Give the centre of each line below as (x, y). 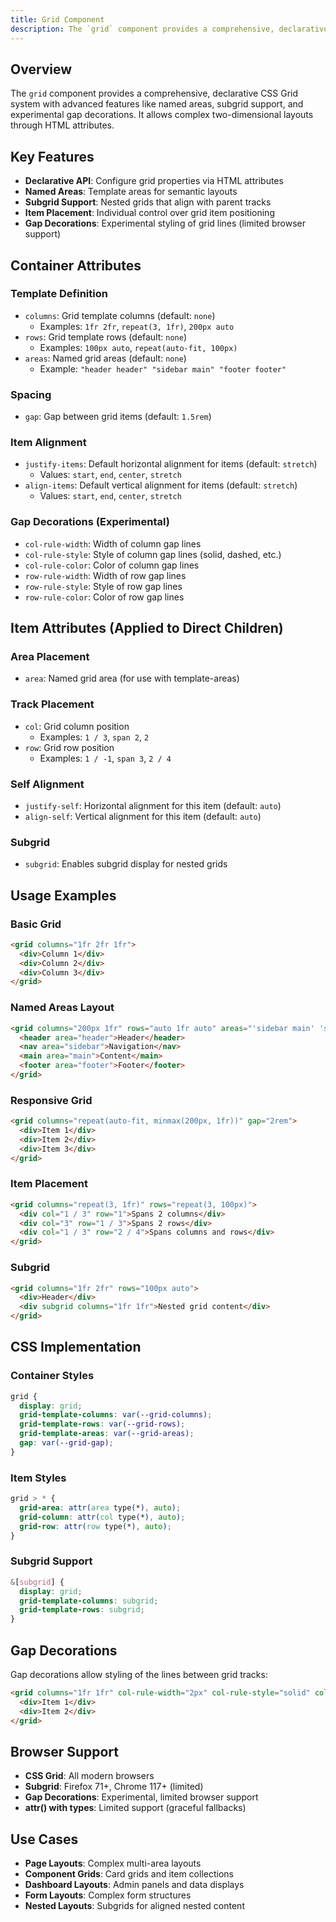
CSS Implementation (76, 1347)
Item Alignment (48, 443)
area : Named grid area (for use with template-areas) (132, 678)
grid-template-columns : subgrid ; (89, 1601)
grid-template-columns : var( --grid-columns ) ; (116, 1415)
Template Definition (59, 294)
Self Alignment (47, 784)
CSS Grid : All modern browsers (89, 1776)
